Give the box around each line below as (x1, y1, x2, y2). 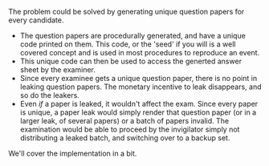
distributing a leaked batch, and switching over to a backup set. (19, 133, 230, 143)
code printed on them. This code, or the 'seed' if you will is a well (19, 39, 236, 49)
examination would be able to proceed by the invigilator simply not (19, 124, 240, 134)
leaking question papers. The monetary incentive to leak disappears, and (19, 82, 263, 91)
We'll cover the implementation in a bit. (8, 148, 137, 158)
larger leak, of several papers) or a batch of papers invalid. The (19, 116, 230, 125)
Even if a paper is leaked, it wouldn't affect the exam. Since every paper (19, 99, 259, 108)
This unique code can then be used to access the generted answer (19, 56, 243, 66)
